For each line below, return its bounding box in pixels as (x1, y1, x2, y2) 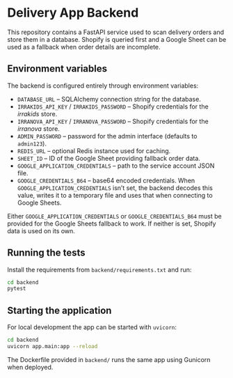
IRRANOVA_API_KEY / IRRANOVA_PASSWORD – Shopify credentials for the (17, 117, 209, 125)
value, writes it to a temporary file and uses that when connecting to (17, 191, 214, 199)
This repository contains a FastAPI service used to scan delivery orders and (7, 28, 225, 36)
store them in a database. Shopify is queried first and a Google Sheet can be (7, 35, 227, 43)
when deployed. (7, 363, 54, 371)
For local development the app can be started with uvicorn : (7, 323, 177, 331)
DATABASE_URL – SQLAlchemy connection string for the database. (17, 95, 202, 103)
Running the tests (7, 247, 86, 259)
